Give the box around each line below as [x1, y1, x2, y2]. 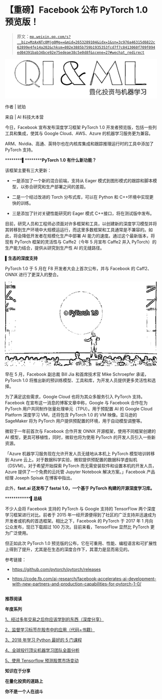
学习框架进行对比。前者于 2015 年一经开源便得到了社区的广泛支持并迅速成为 [5, 512, 157, 518]
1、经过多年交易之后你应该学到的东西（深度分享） [5, 616, 104, 622]
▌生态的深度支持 [5, 255, 38, 261]
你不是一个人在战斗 [5, 688, 43, 694]
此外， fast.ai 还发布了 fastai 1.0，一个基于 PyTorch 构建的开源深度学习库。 [5, 485, 155, 491]
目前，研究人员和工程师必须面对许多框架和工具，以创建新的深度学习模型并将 [5, 221, 157, 226]
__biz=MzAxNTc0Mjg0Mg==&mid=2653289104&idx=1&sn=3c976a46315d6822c [16, 40, 155, 45]
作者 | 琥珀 [5, 104, 26, 110]
